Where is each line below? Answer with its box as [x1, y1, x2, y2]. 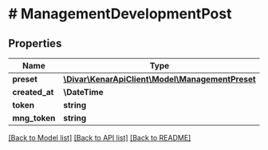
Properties [8, 37, 62, 50]
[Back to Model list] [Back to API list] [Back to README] [8, 133, 191, 142]
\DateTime [63, 87, 104, 97]
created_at [12, 87, 54, 97]
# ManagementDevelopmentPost [8, 5, 232, 23]
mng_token [12, 112, 56, 124]
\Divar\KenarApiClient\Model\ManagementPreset [63, 73, 257, 85]
